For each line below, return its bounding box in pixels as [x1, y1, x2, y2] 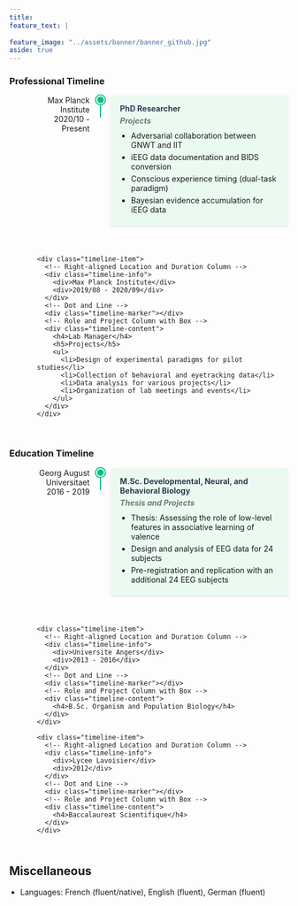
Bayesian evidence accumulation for [131, 196, 264, 206]
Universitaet [45, 477, 90, 488]
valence [131, 531, 161, 541]
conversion [131, 161, 172, 173]
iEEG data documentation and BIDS [131, 152, 259, 163]
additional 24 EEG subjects [131, 574, 229, 585]
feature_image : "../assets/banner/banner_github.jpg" [9, 37, 212, 47]
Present [61, 123, 90, 134]
